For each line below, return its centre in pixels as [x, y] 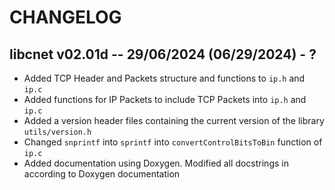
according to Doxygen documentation [102, 174]
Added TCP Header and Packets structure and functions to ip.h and [164, 78]
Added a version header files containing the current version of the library [174, 120]
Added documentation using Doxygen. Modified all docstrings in [156, 163]
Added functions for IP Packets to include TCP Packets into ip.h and [165, 99]
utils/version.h [57, 132]
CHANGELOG [65, 17]
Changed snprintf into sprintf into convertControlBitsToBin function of [173, 142]
